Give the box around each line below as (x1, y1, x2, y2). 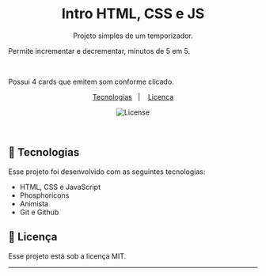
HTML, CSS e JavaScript (19, 182, 101, 191)
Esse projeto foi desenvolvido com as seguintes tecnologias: (8, 167, 206, 176)
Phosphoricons (19, 191, 70, 200)
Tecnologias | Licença (92, 92, 174, 101)
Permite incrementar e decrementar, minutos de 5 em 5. (8, 46, 191, 55)
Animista (19, 198, 49, 208)
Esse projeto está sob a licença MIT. (8, 251, 127, 261)
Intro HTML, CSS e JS (61, 5, 205, 23)
